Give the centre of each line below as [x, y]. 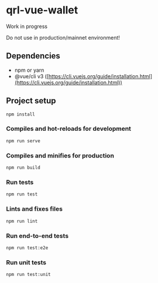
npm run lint [22, 221]
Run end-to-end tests [37, 236]
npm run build [23, 168]
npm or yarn [29, 70]
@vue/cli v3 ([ [32, 76]
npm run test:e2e [27, 248]
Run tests [20, 183]
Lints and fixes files [35, 209]
